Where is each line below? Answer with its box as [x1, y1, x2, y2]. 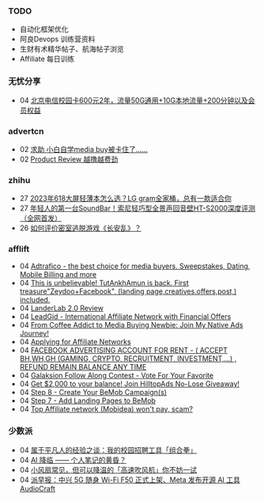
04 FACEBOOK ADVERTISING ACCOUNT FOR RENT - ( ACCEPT [19, 346, 228, 355]
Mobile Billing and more [19, 270, 97, 279]
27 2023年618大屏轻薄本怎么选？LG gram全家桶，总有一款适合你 [19, 194, 232, 203]
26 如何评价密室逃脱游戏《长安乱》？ [19, 223, 141, 233]
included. [19, 295, 51, 305]
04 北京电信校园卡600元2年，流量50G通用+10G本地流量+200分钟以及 [19, 95, 249, 104]
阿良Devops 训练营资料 [19, 34, 96, 44]
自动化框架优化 [19, 25, 69, 34]
